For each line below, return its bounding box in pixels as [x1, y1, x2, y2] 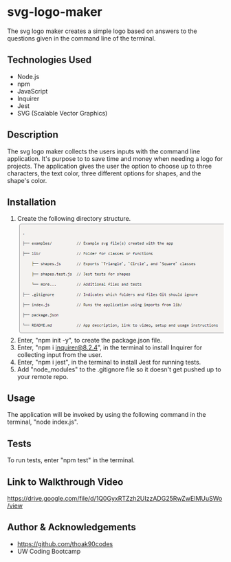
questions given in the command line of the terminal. [7, 34, 156, 42]
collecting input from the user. [16, 350, 102, 358]
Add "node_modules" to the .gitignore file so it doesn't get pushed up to [16, 365, 221, 374]
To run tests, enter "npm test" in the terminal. [7, 456, 135, 464]
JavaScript [16, 87, 48, 95]
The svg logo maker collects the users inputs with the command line [7, 147, 201, 155]
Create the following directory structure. [16, 215, 131, 223]
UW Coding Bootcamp [16, 547, 81, 555]
